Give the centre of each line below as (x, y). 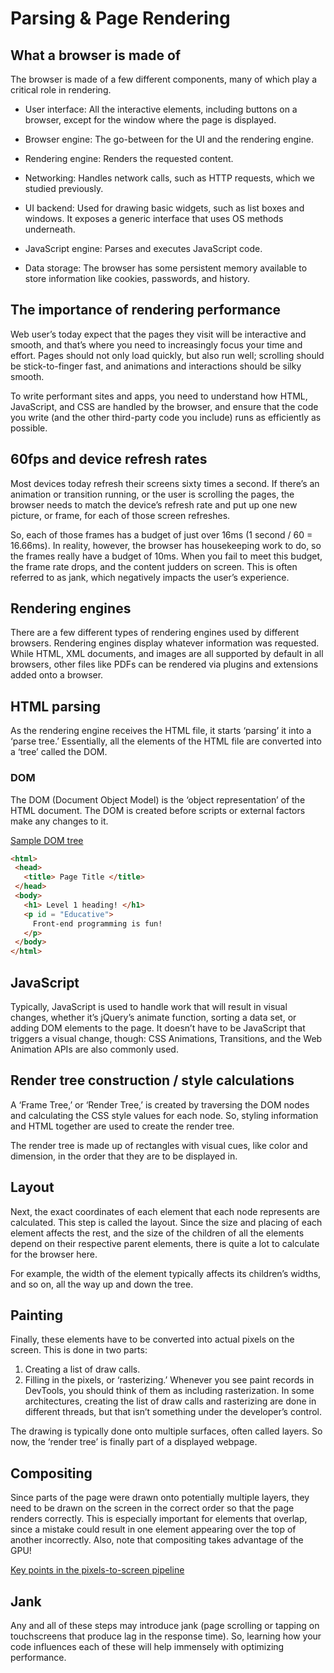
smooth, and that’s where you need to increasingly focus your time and (156, 344)
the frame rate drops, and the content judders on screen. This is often (154, 566)
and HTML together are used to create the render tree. (122, 1126)
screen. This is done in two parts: (79, 1350)
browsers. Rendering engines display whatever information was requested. (165, 643)
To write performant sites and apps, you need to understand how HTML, (159, 396)
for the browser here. (54, 1254)
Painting (37, 1315)
